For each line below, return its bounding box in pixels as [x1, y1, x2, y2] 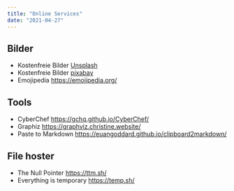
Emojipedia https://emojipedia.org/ [17, 76, 117, 85]
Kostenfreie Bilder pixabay [17, 69, 94, 77]
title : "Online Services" [7, 10, 82, 17]
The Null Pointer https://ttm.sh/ [17, 169, 107, 177]
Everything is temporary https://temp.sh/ [17, 176, 135, 184]
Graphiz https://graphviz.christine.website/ [17, 122, 141, 131]
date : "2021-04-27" [7, 17, 64, 24]
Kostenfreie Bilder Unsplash [17, 61, 98, 70]
